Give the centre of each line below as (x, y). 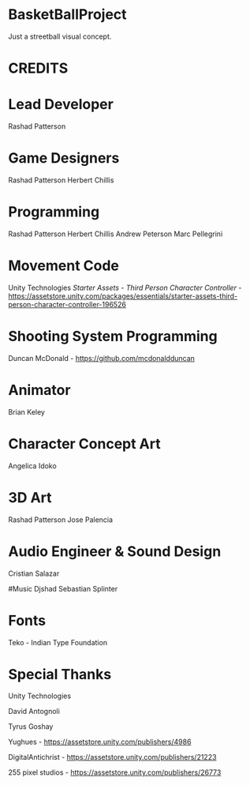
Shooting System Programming (113, 336)
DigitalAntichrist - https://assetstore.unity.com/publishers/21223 (112, 757)
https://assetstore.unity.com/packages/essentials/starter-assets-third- (123, 296)
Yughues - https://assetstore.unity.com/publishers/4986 (100, 742)
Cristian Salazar (34, 573)
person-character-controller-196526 (67, 304)
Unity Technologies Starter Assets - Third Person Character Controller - (125, 287)
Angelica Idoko (32, 466)
